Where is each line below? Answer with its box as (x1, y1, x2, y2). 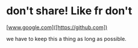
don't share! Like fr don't (6, 4, 133, 18)
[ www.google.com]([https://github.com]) (6, 24, 108, 31)
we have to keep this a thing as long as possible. (6, 35, 127, 42)
